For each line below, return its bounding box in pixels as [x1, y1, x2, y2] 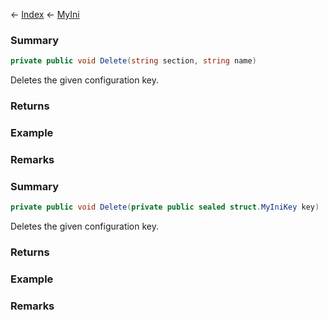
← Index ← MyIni [10, 9, 80, 20]
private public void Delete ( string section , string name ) [10, 56, 257, 66]
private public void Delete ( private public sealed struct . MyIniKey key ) [10, 202, 320, 213]
